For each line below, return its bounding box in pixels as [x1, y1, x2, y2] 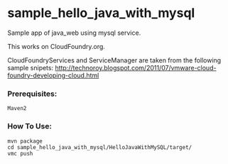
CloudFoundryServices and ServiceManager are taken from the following [7, 55, 222, 65]
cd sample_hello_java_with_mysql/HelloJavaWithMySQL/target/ [7, 143, 192, 151]
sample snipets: [7, 63, 54, 72]
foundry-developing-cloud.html [7, 71, 99, 80]
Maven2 [7, 105, 27, 112]
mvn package [7, 137, 43, 145]
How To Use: [7, 121, 52, 131]
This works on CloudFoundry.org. [7, 42, 105, 50]
